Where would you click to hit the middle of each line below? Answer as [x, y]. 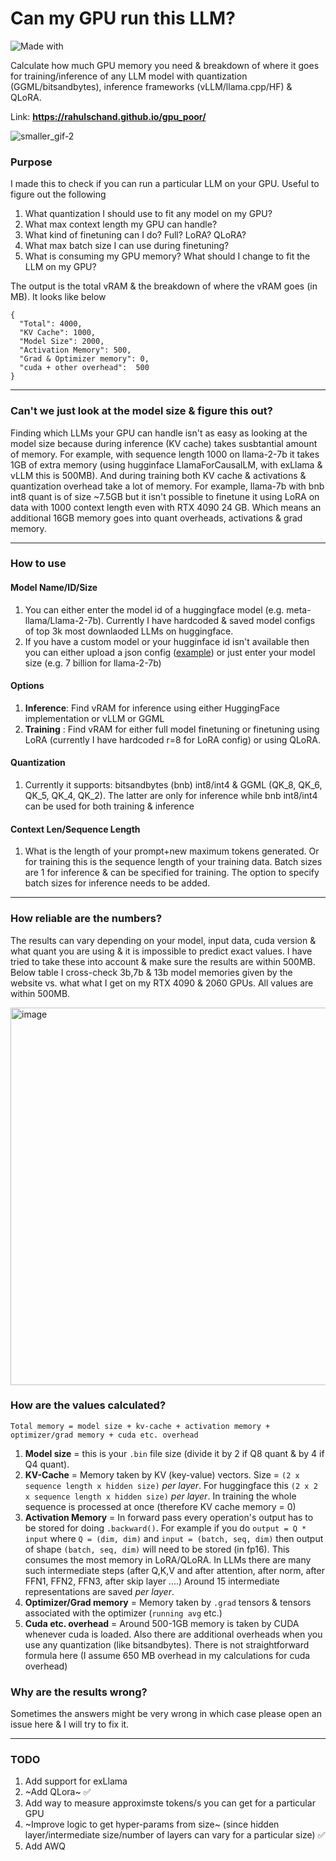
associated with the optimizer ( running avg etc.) [123, 1613]
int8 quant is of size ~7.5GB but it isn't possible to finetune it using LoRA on [165, 496]
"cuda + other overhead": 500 [84, 368]
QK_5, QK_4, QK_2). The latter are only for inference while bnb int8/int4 [171, 796]
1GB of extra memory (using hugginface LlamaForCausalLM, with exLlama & [166, 464]
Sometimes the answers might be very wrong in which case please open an [166, 1714]
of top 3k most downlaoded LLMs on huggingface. [129, 631]
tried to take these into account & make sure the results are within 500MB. [163, 961]
